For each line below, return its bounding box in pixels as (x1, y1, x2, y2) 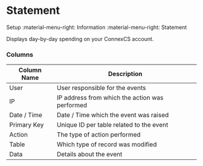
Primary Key (9, 121, 44, 129)
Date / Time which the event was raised (56, 111, 169, 120)
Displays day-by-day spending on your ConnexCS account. (6, 35, 154, 42)
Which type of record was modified (56, 140, 157, 148)
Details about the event (56, 150, 123, 159)
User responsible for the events (56, 84, 146, 92)
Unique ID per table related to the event (56, 121, 169, 129)
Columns (6, 50, 34, 59)
